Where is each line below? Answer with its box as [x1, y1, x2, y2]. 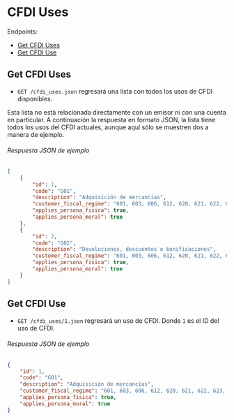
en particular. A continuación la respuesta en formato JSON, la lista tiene [7, 115, 216, 124]
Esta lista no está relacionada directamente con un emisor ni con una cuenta [7, 108, 226, 116]
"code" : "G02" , [32, 239, 77, 247]
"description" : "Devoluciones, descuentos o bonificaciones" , [32, 246, 217, 253]
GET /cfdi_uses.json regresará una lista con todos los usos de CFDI [17, 87, 213, 95]
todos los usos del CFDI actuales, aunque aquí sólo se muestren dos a [7, 123, 209, 131]
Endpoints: [7, 27, 38, 36]
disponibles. [17, 94, 53, 103]
